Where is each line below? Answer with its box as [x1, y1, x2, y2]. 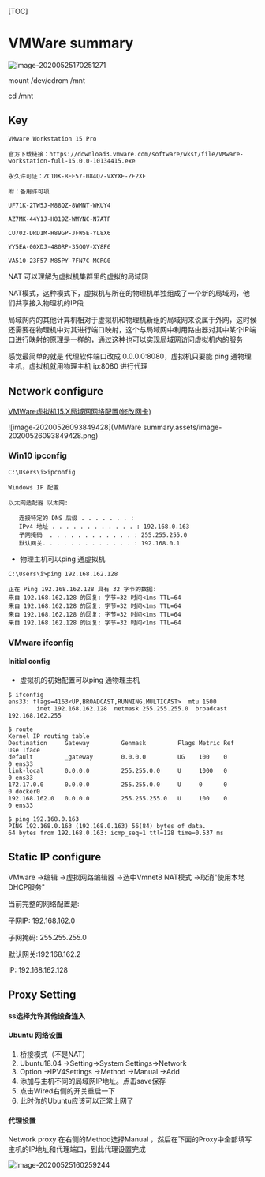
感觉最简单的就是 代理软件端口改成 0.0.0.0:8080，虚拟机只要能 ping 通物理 [8, 351, 252, 361]
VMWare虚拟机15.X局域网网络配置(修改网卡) [8, 407, 151, 416]
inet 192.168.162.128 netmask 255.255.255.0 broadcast [36, 704, 227, 713]
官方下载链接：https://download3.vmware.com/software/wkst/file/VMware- [8, 150, 244, 158]
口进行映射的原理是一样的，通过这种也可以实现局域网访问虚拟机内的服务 [8, 335, 243, 344]
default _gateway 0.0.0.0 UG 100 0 [8, 753, 227, 761]
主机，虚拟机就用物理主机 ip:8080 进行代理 [8, 361, 148, 370]
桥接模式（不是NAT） [19, 1049, 89, 1059]
